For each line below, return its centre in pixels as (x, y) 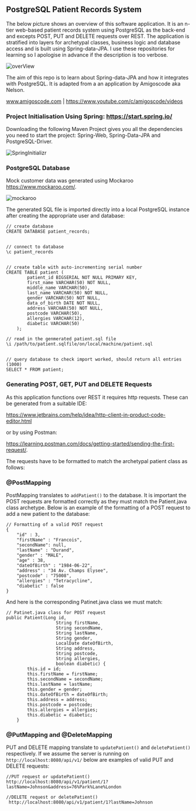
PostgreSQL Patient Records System (74, 10)
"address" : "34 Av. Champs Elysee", (63, 571)
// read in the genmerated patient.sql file (61, 339)
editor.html (19, 421)
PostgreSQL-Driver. (29, 142)
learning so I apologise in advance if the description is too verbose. (87, 54)
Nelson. (16, 89)
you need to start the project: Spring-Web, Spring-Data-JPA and (83, 135)
